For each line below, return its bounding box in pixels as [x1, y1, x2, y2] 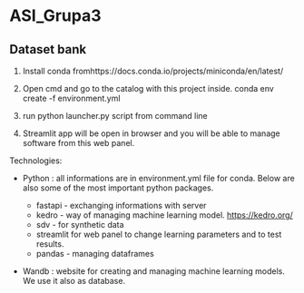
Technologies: [9, 155, 63, 166]
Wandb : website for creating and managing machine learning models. [22, 266, 286, 277]
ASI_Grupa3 [9, 5, 102, 26]
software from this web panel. [22, 138, 135, 148]
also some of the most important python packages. [22, 182, 214, 193]
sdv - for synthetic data [35, 220, 124, 230]
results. [35, 239, 64, 249]
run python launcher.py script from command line [22, 111, 209, 121]
